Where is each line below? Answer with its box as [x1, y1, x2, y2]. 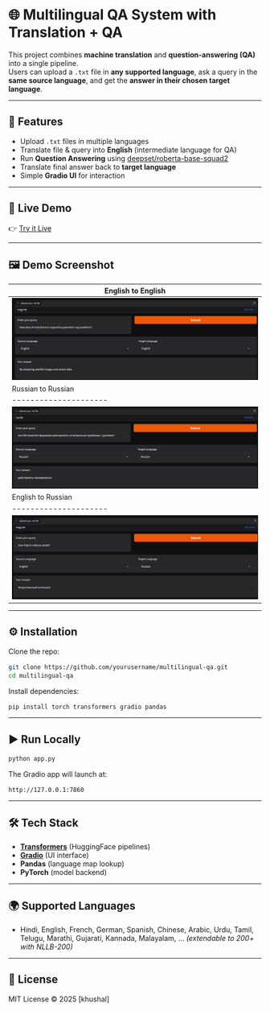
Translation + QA [8, 23, 123, 42]
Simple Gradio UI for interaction [19, 171, 125, 180]
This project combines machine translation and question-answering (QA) [8, 50, 256, 60]
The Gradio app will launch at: [8, 770, 108, 779]
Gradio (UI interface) [19, 850, 90, 860]
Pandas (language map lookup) [19, 859, 125, 869]
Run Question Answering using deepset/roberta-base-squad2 [19, 153, 229, 163]
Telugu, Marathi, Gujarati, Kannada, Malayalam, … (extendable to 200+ [19, 933, 255, 943]
